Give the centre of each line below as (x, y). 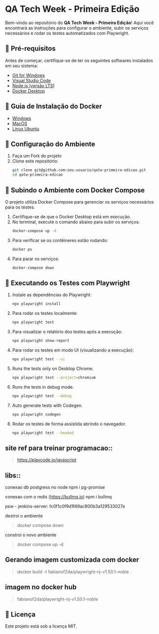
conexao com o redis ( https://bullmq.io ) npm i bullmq (58, 497)
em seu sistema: (22, 65)
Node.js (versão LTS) (33, 86)
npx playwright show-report (41, 341)
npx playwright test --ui (38, 359)
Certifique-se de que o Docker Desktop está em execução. (71, 216)
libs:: (13, 475)
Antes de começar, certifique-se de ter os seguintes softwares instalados (79, 60)
